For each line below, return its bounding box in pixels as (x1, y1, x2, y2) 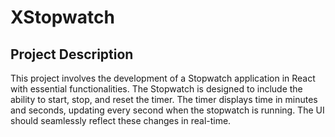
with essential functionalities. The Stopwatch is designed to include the (10, 83, 303, 95)
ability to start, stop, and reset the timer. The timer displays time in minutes (10, 94, 318, 105)
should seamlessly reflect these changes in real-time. (10, 115, 232, 126)
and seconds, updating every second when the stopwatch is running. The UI (10, 104, 325, 116)
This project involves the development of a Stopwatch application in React (10, 72, 316, 84)
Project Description (10, 46, 134, 63)
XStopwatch (10, 6, 115, 29)
